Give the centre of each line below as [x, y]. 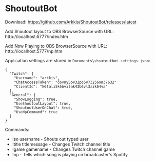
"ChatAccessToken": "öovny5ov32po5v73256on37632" [65, 82]
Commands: [17, 129]
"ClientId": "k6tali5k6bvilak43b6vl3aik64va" [61, 86]
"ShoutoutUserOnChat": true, [43, 108]
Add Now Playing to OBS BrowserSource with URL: [56, 46]
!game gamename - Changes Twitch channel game [63, 149]
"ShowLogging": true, [36, 99]
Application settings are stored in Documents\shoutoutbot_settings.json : [77, 60]
